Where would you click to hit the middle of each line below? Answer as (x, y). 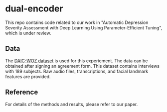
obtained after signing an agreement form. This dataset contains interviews (82, 66)
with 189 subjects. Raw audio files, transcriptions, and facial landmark (77, 71)
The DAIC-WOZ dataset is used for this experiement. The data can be (77, 61)
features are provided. (28, 76)
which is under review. (28, 33)
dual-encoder (34, 9)
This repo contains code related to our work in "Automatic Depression (77, 22)
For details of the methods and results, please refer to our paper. (72, 104)
